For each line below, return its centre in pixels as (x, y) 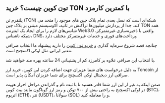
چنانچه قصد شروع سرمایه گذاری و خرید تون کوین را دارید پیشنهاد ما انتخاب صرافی (82, 45)
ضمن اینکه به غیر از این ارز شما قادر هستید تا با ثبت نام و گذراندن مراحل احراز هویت (83, 84)
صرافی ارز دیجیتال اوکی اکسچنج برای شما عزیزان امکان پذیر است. (67, 75)
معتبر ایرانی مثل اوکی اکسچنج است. (39, 50)
